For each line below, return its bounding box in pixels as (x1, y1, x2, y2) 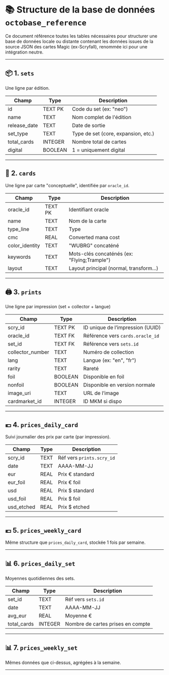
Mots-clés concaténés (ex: (68, 250, 133, 257)
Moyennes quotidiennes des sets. (5, 575, 75, 581)
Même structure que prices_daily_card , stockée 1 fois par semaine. (5, 539, 146, 545)
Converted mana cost (68, 234, 120, 241)
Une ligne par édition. (5, 85, 50, 91)
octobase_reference (5, 18, 87, 28)
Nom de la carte (68, 217, 107, 224)
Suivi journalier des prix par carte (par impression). (5, 434, 111, 440)
